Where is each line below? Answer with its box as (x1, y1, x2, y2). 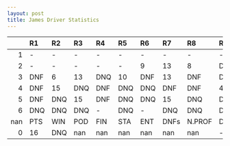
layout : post (7, 10, 44, 17)
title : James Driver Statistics (7, 16, 99, 23)
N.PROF (187, 117, 212, 126)
